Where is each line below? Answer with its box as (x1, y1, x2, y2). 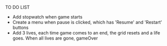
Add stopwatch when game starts (12, 14, 83, 19)
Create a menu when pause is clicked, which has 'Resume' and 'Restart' (12, 19, 162, 25)
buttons (12, 24, 29, 30)
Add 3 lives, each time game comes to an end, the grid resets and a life (12, 30, 160, 35)
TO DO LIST (5, 4, 30, 10)
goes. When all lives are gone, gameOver (12, 35, 98, 41)
